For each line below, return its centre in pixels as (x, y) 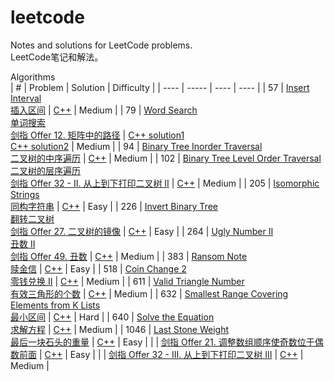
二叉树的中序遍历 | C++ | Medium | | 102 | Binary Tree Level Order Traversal (166, 158)
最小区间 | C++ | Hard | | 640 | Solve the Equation (112, 317)
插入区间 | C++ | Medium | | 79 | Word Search (104, 110)
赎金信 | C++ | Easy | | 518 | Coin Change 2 (98, 268)
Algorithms (33, 77)
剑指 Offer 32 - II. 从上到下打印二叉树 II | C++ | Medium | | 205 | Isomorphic (165, 183)
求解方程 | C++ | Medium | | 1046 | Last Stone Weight (120, 329)
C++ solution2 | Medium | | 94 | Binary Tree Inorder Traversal (136, 146)
